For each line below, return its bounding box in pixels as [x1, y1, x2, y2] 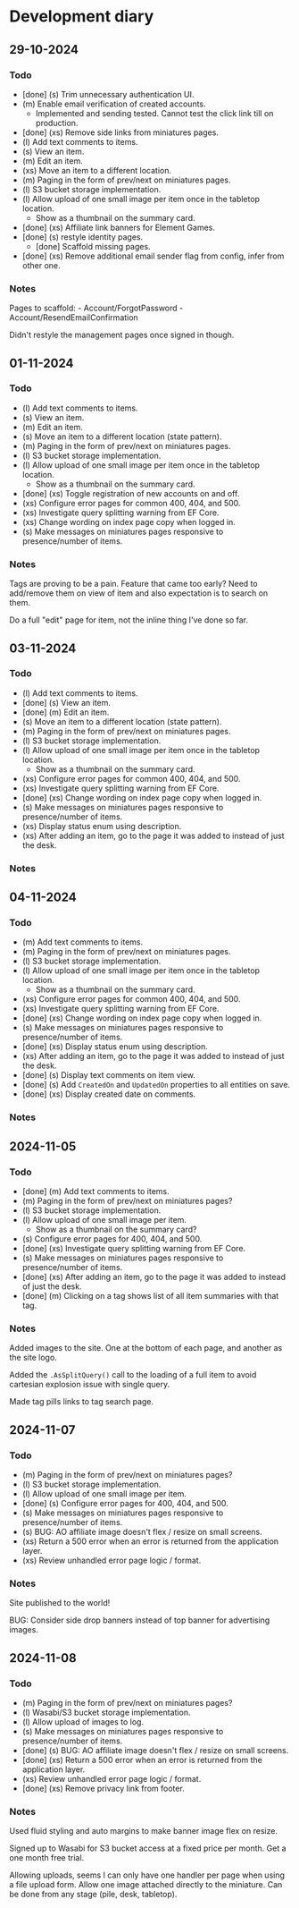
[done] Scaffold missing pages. [35, 241, 151, 251]
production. [35, 117, 79, 128]
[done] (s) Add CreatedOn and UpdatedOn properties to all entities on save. [21, 1080, 291, 1090]
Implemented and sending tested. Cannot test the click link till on [35, 107, 274, 118]
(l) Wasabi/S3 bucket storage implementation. [21, 1707, 191, 1718]
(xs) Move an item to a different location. [21, 165, 172, 175]
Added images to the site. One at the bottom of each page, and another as [9, 1343, 283, 1353]
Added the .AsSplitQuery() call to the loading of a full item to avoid [9, 1370, 257, 1380]
